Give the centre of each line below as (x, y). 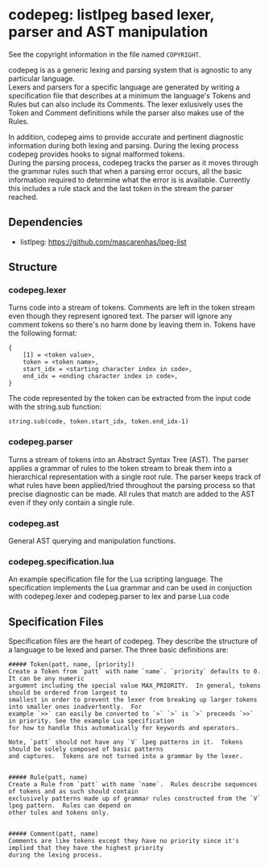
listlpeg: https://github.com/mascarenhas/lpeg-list (103, 242)
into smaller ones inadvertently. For (75, 707)
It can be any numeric (46, 679)
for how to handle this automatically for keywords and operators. (124, 728)
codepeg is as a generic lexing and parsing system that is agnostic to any (130, 69)
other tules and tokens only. (59, 813)
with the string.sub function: (55, 407)
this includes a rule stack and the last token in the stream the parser (121, 188)
